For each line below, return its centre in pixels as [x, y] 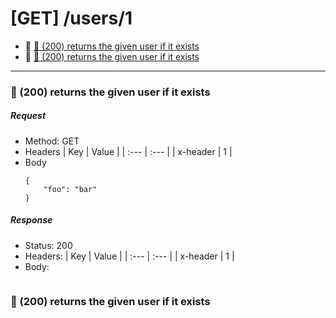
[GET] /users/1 [71, 18]
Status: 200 [48, 245]
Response [31, 220]
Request [28, 116]
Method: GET [52, 141]
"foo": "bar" [70, 189]
